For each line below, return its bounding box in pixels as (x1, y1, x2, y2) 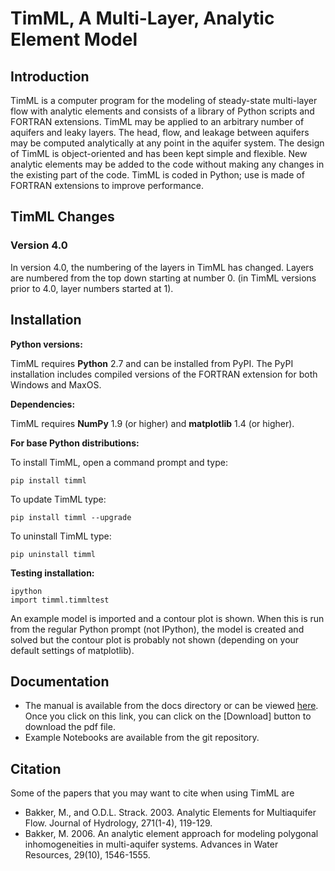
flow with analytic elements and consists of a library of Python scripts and (10, 105, 315, 117)
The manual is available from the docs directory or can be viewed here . (24, 700, 319, 712)
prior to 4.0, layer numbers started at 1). (10, 282, 174, 294)
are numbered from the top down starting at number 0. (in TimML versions (10, 272, 317, 284)
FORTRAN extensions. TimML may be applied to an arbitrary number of (10, 116, 305, 127)
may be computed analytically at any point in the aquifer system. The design (10, 137, 325, 149)
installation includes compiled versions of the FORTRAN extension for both (10, 368, 318, 380)
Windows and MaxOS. (10, 378, 102, 391)
